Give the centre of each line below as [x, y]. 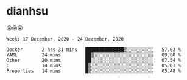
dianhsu [27, 11]
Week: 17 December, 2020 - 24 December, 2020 [65, 39]
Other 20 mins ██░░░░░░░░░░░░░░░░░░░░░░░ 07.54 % [94, 60]
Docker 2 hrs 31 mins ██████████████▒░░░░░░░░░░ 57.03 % [94, 50]
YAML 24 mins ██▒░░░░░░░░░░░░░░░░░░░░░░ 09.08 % [94, 55]
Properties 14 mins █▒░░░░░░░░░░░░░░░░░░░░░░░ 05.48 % [94, 71]
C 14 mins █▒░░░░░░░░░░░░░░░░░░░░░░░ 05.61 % [94, 65]
